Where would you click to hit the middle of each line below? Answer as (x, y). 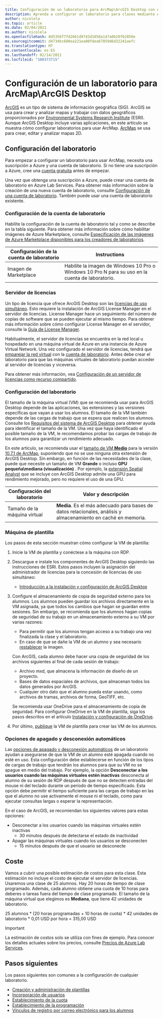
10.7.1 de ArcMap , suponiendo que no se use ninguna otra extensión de (76, 453)
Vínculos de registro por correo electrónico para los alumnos (73, 1010)
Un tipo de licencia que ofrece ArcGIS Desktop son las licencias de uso (76, 303)
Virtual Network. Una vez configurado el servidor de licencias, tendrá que (79, 349)
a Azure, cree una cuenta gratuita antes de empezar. (57, 171)
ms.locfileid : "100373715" (32, 59)
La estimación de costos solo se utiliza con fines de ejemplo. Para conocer (80, 938)
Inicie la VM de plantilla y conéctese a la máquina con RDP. (71, 552)
